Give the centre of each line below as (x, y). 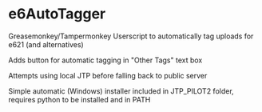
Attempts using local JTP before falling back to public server (108, 75)
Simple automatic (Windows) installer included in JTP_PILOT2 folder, (121, 91)
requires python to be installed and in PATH (79, 99)
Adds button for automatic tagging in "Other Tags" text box (105, 60)
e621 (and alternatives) (46, 44)
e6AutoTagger (57, 14)
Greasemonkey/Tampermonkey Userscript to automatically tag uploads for (131, 36)
